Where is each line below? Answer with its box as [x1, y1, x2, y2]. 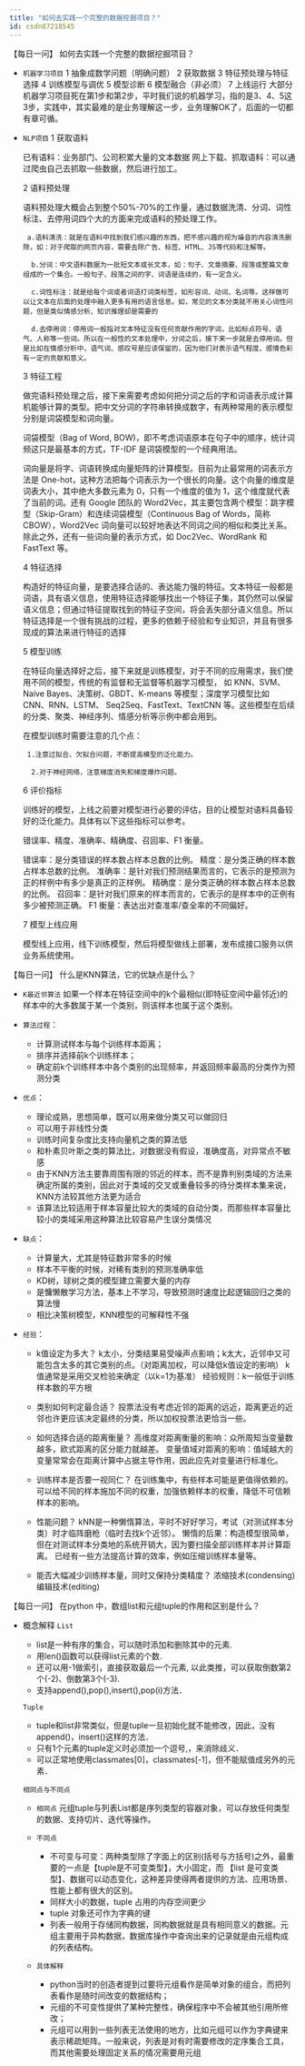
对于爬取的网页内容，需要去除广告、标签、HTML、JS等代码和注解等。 [49, 242, 271, 251]
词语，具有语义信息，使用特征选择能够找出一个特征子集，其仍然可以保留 [22, 592, 293, 603]
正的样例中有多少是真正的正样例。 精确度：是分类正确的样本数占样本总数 [22, 876, 296, 887]
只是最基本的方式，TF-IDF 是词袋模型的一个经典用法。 [38, 443, 242, 454]
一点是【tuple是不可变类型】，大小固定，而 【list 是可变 [65, 1862, 271, 1873]
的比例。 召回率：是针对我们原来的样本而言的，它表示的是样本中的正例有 [22, 888, 296, 899]
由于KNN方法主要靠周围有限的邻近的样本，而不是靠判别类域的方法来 [35, 1168, 293, 1179]
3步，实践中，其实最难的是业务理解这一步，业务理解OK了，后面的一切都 [22, 101, 294, 112]
